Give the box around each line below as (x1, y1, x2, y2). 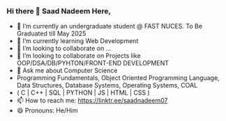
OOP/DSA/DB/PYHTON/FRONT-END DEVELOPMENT (16, 59, 169, 67)
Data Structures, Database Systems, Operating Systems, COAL (16, 81, 198, 90)
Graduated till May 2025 (16, 29, 86, 38)
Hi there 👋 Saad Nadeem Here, (6, 6, 111, 16)
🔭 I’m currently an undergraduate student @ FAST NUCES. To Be (16, 22, 203, 31)
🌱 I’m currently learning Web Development (16, 37, 139, 45)
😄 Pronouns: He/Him (16, 106, 78, 115)
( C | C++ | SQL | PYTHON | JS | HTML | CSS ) (16, 88, 151, 97)
